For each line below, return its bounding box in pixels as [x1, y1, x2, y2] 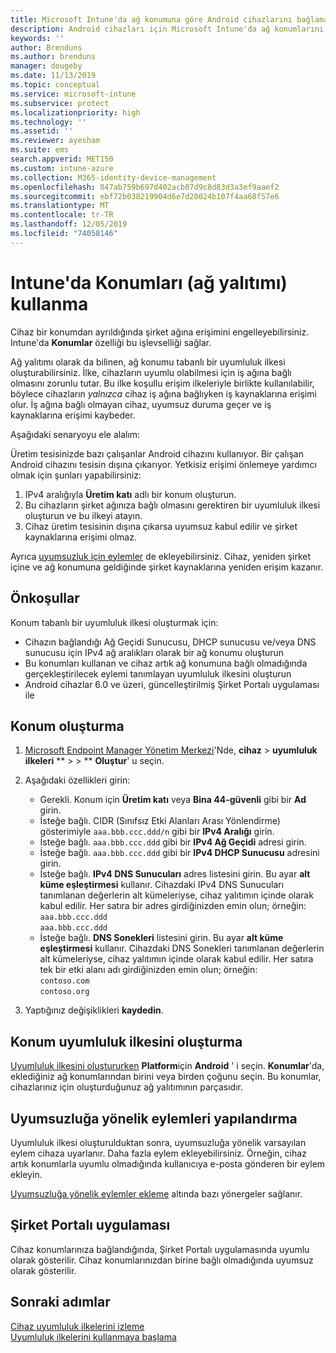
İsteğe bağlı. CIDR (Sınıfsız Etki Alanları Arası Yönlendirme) [39, 815, 281, 827]
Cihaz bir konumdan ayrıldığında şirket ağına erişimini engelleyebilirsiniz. [10, 326, 310, 338]
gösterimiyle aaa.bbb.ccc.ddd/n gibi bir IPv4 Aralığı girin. [39, 826, 275, 838]
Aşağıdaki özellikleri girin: [24, 774, 131, 786]
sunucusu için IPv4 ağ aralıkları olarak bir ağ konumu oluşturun [24, 646, 285, 658]
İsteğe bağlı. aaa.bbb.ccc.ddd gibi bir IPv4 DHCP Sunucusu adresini [39, 847, 320, 859]
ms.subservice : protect [10, 98, 110, 108]
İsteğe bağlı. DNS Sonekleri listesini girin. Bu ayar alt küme [39, 932, 284, 944]
